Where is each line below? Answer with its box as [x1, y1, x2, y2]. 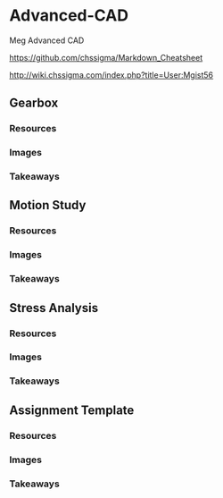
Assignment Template [9, 402, 135, 418]
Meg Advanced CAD [9, 35, 85, 46]
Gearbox [9, 96, 59, 111]
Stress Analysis [9, 300, 99, 316]
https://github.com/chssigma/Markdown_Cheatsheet [9, 52, 203, 63]
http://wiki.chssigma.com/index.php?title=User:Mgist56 [9, 69, 214, 80]
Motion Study [9, 198, 87, 213]
